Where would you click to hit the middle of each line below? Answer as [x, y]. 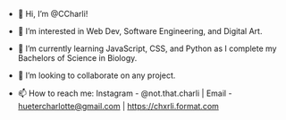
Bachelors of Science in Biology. [77, 58]
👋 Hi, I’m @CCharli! [53, 14]
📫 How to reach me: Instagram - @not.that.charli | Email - [125, 93]
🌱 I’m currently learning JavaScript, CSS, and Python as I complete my [147, 48]
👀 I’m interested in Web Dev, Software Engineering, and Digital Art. [140, 31]
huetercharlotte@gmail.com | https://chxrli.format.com [118, 106]
